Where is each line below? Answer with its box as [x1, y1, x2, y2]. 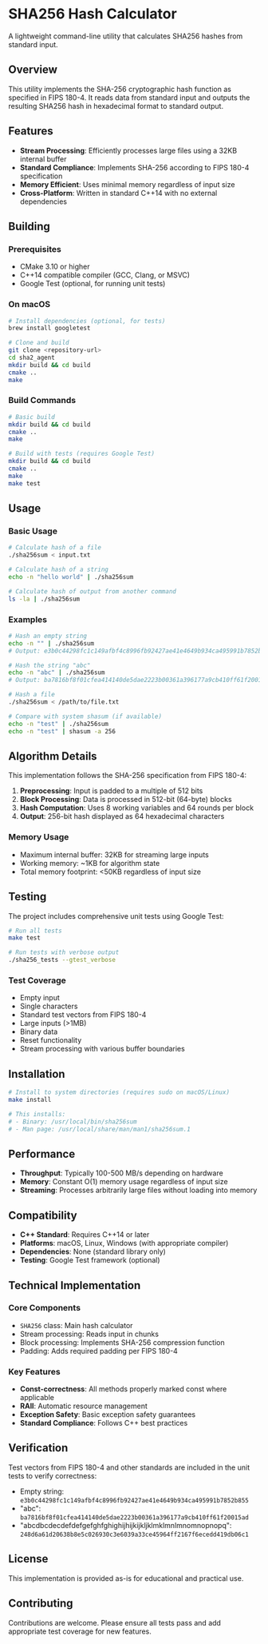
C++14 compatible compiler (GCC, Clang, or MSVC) [19, 270, 190, 280]
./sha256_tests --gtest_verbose [8, 956, 116, 964]
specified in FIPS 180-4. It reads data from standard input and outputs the [8, 93, 250, 102]
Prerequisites [8, 243, 61, 254]
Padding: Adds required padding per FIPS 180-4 [19, 1346, 178, 1355]
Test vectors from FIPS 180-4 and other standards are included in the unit [8, 1462, 250, 1472]
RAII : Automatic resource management [19, 1401, 148, 1411]
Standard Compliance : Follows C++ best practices [19, 1419, 188, 1428]
